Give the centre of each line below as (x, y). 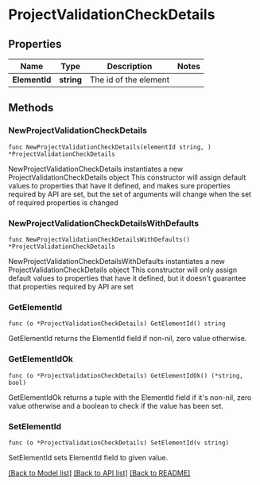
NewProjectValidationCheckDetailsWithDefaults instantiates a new (116, 261)
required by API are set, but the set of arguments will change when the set (130, 194)
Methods (31, 108)
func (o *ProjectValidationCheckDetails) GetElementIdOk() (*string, (126, 375)
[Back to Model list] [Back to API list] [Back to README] (99, 473)
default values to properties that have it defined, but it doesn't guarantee (127, 278)
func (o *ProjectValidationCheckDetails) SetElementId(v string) (118, 443)
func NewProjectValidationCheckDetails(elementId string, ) (110, 147)
